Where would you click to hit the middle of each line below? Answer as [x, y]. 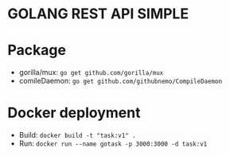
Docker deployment [74, 113]
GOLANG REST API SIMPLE [98, 14]
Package [37, 51]
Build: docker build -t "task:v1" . [77, 135]
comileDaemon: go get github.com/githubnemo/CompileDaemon [121, 81]
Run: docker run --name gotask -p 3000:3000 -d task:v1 [113, 143]
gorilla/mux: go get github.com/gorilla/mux [91, 72]
